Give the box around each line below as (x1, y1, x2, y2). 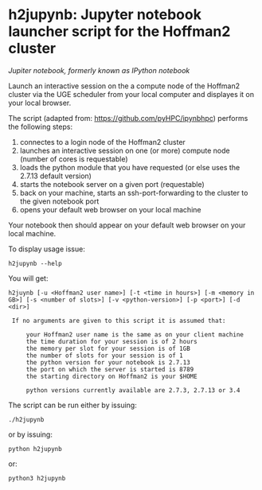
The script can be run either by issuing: (8, 400, 137, 410)
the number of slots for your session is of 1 (25, 352, 183, 360)
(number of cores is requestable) (19, 154, 128, 164)
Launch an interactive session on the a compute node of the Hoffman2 (8, 81, 240, 91)
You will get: (8, 273, 49, 283)
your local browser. (8, 98, 72, 107)
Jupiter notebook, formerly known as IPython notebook (8, 65, 190, 75)
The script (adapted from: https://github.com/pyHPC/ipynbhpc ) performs (8, 113, 248, 122)
